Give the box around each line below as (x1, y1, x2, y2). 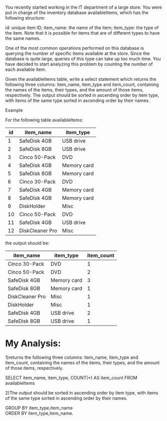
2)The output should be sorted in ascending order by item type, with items (5, 389, 158, 396)
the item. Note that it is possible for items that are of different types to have (5, 30, 160, 36)
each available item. (5, 66, 46, 72)
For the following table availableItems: (5, 117, 83, 123)
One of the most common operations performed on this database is (5, 45, 144, 51)
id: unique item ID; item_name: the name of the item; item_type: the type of (5, 25, 159, 31)
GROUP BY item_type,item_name (5, 404, 73, 411)
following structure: (5, 15, 45, 21)
